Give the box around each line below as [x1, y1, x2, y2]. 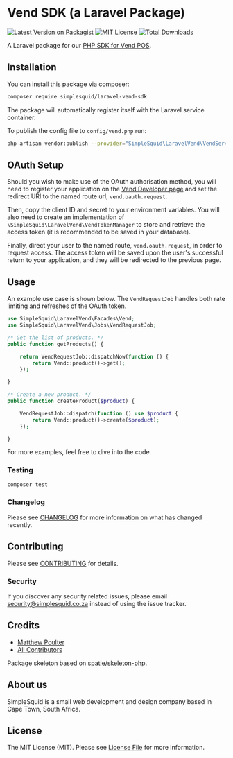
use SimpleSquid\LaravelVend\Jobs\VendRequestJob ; [7, 322, 157, 329]
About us [7, 679, 48, 691]
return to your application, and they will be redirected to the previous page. [7, 256, 222, 264]
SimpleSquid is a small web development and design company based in [7, 697, 212, 705]
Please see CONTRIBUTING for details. [7, 559, 119, 567]
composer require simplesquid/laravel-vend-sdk [7, 93, 148, 100]
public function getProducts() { [7, 341, 104, 347]
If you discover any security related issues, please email [7, 592, 168, 601]
